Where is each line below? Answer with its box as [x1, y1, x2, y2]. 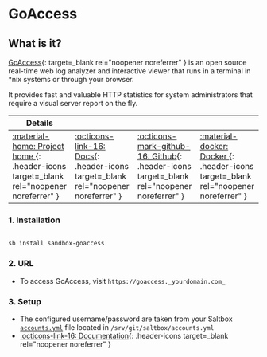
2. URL [8, 258, 34, 269]
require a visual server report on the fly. [8, 99, 138, 108]
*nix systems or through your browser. [8, 75, 134, 84]
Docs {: [75, 151, 100, 162]
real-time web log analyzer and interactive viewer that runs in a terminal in [8, 66, 251, 76]
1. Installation [8, 214, 61, 226]
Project [37, 141, 65, 151]
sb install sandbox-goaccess [8, 240, 105, 248]
